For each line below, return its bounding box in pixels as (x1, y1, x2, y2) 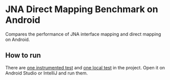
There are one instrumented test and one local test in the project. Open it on (5, 64, 165, 70)
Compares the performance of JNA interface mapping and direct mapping (5, 31, 161, 37)
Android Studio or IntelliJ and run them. (5, 70, 88, 76)
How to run (5, 51, 41, 60)
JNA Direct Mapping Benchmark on (5, 4, 158, 15)
